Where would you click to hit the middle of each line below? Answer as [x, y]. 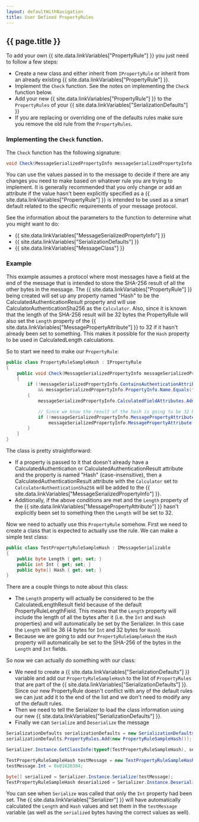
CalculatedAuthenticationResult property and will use [71, 302]
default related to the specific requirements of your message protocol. [92, 206]
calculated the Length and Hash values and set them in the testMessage [92, 806]
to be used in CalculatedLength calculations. [60, 340]
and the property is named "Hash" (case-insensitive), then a [88, 475]
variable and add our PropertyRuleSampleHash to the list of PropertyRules [103, 678]
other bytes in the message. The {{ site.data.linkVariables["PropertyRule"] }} [99, 289]
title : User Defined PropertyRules [50, 17]
